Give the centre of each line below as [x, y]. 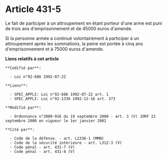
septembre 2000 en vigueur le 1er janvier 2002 [56, 121]
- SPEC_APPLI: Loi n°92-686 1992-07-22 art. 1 [59, 94]
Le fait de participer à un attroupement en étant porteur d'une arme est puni [83, 23]
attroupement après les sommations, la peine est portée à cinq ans [74, 43]
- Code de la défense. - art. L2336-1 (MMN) [57, 138]
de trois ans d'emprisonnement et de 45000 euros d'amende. [69, 28]
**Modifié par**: [23, 107]
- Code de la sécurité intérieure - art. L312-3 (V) [66, 143]
